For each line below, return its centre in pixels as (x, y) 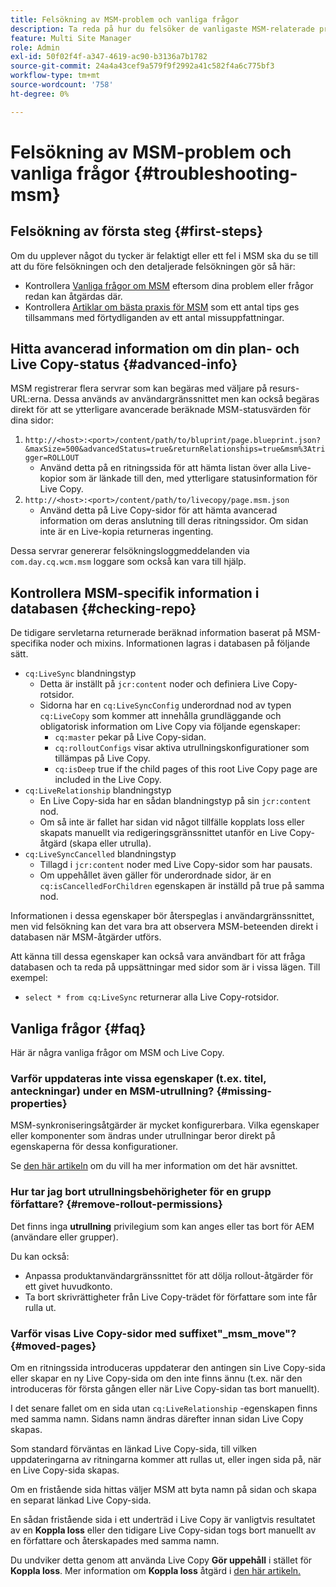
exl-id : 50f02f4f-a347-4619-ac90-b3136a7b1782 (109, 57)
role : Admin (35, 47)
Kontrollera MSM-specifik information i (135, 592)
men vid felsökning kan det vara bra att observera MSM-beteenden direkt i (164, 927)
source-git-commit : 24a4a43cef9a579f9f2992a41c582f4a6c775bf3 (142, 66)
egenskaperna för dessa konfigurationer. (94, 1147)
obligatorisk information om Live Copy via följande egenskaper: (170, 727)
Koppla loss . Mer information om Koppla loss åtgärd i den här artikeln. (156, 1570)
